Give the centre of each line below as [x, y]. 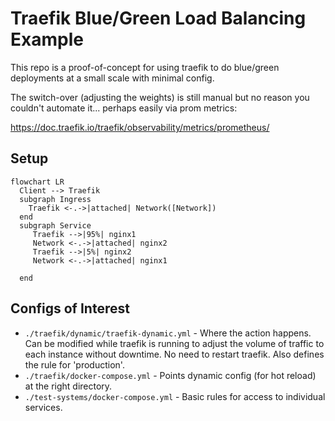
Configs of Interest [70, 308]
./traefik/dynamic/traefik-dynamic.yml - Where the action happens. [168, 333]
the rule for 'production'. [74, 364]
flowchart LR [37, 182]
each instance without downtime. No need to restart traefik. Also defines [174, 354]
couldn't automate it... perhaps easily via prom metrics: [124, 108]
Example [47, 39]
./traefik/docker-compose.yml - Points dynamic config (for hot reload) [170, 375]
